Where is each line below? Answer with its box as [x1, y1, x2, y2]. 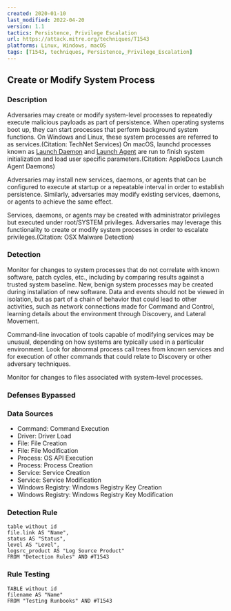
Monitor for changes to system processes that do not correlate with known [7, 265, 219, 273]
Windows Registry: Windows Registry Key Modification [17, 491, 174, 499]
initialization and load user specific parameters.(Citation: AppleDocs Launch [7, 155, 223, 163]
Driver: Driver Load [17, 432, 72, 440]
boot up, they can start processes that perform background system [7, 125, 199, 133]
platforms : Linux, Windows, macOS [7, 42, 107, 49]
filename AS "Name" [7, 591, 63, 598]
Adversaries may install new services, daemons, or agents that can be [7, 175, 207, 184]
